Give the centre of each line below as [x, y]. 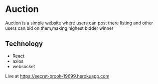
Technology [24, 44]
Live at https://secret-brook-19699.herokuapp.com [57, 76]
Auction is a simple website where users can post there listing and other [79, 23]
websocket [24, 66]
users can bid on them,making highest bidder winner [59, 28]
